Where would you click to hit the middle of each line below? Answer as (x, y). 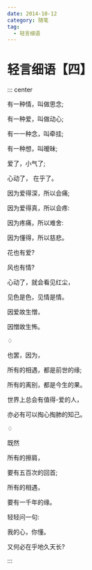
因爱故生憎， (25, 312)
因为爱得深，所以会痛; (39, 193)
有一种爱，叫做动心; (36, 119)
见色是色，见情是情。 (37, 297)
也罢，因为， (25, 355)
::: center (20, 90)
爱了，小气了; (27, 163)
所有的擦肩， (25, 458)
